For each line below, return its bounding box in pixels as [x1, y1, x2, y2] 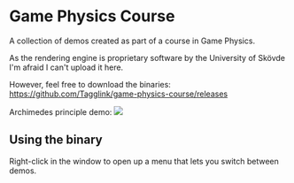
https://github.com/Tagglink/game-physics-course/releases [9, 88, 228, 99]
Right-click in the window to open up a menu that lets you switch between [9, 156, 279, 166]
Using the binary [9, 133, 104, 148]
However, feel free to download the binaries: [9, 79, 171, 89]
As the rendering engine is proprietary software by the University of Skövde [9, 52, 286, 63]
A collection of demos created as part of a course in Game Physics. [9, 35, 255, 46]
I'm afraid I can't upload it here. [9, 62, 124, 72]
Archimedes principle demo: [9, 106, 112, 117]
